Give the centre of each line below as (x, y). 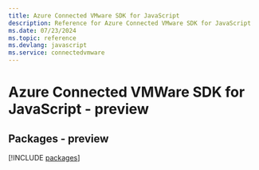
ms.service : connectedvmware (57, 53)
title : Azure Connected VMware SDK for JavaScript (94, 16)
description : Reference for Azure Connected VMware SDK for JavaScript (129, 23)
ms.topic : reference (43, 38)
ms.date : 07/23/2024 (43, 30)
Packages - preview (59, 138)
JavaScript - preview (79, 109)
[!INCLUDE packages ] (44, 158)
